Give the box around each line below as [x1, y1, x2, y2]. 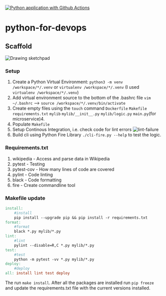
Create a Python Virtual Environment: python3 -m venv [12, 79, 123, 85]
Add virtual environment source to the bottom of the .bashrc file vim [12, 95, 151, 101]
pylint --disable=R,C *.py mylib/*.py [14, 243, 94, 248]
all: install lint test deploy [5, 271, 70, 276]
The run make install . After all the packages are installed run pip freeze [5, 280, 154, 286]
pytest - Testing [12, 161, 45, 167]
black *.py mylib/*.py [14, 229, 61, 234]
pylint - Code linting [12, 171, 53, 177]
